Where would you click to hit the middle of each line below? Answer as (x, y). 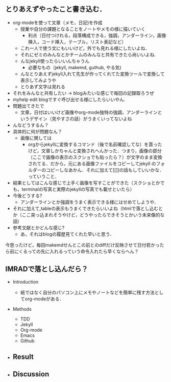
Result (23, 357)
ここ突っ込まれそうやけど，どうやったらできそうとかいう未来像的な (93, 215)
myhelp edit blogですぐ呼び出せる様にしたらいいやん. (69, 99)
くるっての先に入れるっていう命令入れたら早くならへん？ (79, 251)
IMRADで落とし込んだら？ (47, 269)
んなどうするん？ (31, 125)
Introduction (26, 282)
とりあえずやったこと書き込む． (56, 9)
